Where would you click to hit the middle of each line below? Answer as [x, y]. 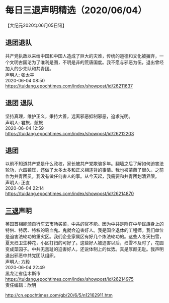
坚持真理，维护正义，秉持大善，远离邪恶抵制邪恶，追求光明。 [69, 116]
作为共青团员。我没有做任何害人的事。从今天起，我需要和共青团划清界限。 [82, 176]
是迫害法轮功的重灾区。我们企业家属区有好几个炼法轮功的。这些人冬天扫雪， [84, 237]
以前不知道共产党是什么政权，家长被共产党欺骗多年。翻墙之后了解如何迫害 [82, 164]
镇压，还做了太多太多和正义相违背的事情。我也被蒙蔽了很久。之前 [95, 170]
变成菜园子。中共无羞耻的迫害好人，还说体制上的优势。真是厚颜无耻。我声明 [84, 249]
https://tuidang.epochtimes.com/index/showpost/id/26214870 [70, 194]
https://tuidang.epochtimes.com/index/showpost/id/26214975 [70, 279]
